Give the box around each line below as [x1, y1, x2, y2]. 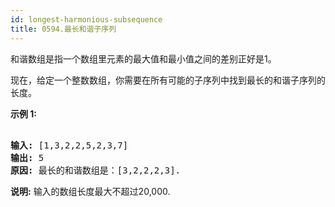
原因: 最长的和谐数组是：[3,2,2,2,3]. [10, 164, 182, 176]
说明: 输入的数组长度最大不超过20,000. [10, 185, 171, 197]
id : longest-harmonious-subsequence [10, 14, 163, 25]
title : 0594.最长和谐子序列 [10, 24, 117, 34]
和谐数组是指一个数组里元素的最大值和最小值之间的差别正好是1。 [10, 52, 277, 65]
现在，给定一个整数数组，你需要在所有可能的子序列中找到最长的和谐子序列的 [10, 74, 326, 86]
